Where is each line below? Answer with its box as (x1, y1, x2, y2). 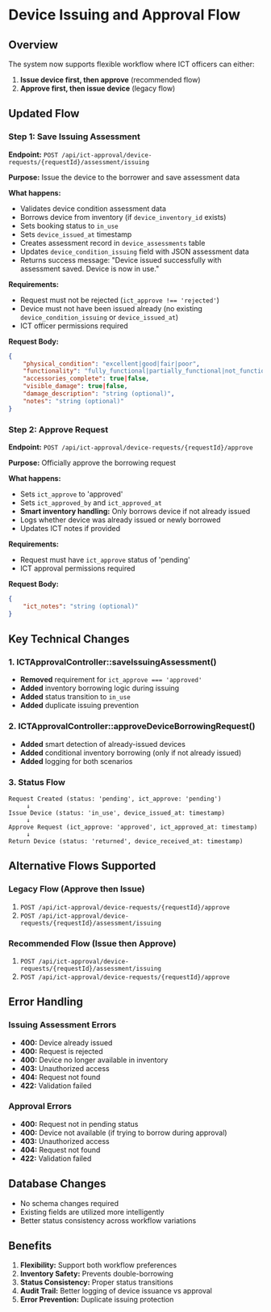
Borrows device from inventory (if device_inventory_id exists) (19, 212, 227, 221)
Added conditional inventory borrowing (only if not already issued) (19, 748, 242, 757)
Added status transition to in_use (19, 692, 131, 702)
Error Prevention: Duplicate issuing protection (19, 1295, 174, 1305)
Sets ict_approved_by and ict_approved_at (19, 497, 163, 507)
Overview (8, 38, 59, 52)
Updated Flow (8, 107, 80, 120)
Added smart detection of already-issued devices (19, 739, 186, 749)
